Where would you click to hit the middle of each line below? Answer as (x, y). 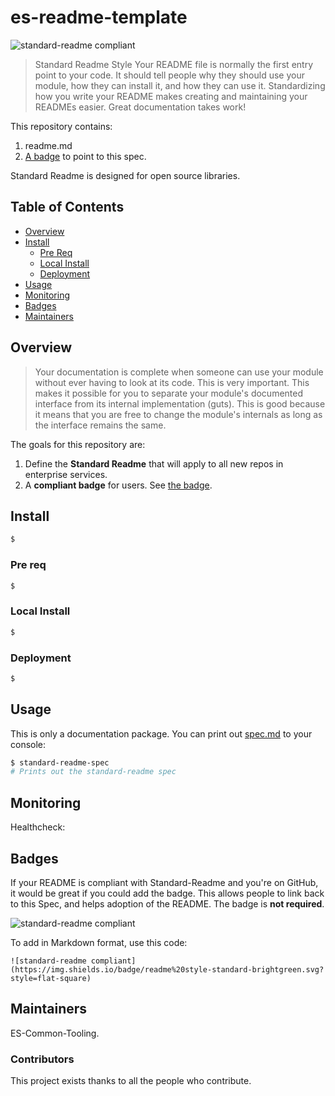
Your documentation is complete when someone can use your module (179, 372)
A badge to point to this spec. (85, 156)
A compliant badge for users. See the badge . (118, 485)
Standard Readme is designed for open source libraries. (125, 175)
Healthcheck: (38, 827)
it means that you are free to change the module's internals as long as (178, 414)
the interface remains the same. (100, 425)
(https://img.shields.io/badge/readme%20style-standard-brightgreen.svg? (167, 969)
